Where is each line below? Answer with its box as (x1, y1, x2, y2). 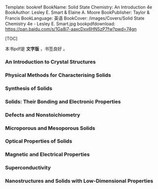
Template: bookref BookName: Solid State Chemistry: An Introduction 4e (5, 4, 153, 10)
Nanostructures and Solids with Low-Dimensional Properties (5, 178, 154, 185)
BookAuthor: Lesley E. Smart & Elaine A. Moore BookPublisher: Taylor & (5, 9, 150, 15)
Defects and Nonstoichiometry (5, 111, 80, 118)
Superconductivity (5, 164, 51, 171)
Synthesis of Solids (5, 85, 53, 92)
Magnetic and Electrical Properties (5, 151, 90, 158)
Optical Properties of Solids (5, 138, 72, 145)
